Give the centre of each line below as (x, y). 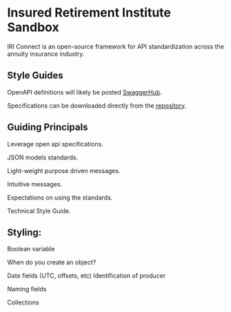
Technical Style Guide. (39, 211)
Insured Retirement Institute (89, 13)
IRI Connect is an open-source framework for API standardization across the (115, 46)
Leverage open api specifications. (55, 144)
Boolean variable (31, 249)
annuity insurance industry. (46, 54)
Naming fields (27, 289)
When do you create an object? (52, 262)
